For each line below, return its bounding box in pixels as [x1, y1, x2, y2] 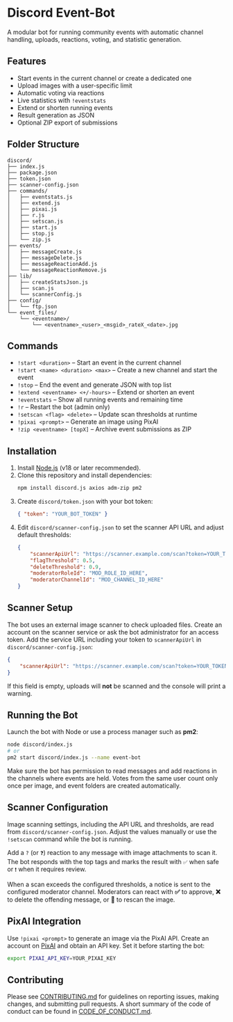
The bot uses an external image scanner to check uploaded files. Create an [7, 621, 223, 629]
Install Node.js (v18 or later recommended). [17, 464, 141, 472]
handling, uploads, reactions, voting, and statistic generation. [7, 35, 182, 43]
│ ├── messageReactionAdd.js [7, 260, 98, 267]
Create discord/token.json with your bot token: [17, 497, 153, 506]
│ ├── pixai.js [7, 205, 58, 213]
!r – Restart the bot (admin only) [17, 403, 110, 411]
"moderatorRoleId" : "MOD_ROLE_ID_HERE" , [30, 570, 148, 577]
